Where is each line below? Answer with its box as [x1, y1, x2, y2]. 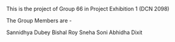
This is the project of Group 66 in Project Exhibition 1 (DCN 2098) [6, 5, 170, 12]
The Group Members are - [6, 17, 72, 24]
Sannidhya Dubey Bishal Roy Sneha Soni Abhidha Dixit [6, 29, 143, 36]
